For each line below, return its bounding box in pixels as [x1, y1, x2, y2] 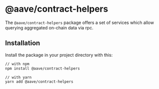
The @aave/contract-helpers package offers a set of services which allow [5, 20, 154, 25]
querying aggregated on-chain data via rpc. [5, 24, 94, 30]
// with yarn [5, 75, 32, 80]
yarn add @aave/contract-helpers [5, 79, 74, 84]
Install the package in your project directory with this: [5, 52, 113, 58]
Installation [5, 39, 40, 47]
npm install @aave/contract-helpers [5, 66, 80, 71]
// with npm [5, 61, 29, 67]
